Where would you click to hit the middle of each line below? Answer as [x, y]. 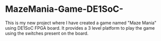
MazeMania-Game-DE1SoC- [64, 9]
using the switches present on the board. [47, 33]
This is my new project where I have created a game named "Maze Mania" [81, 23]
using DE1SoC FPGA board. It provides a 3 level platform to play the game [80, 28]
